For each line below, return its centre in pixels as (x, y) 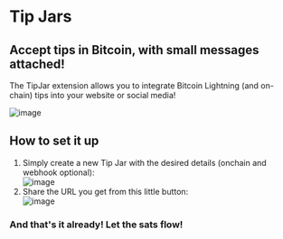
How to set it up (54, 141)
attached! (37, 64)
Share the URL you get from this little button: (105, 191)
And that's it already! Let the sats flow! (96, 225)
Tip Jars (41, 17)
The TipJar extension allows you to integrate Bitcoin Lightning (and (134, 86)
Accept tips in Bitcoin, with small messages (134, 50)
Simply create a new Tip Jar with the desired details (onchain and (144, 162)
